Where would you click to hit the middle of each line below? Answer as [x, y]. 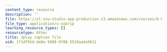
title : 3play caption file [33, 38]
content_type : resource [30, 10]
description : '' [22, 14]
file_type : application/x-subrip [40, 24]
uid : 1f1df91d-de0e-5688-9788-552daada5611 [51, 42]
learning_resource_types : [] [35, 28]
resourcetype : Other [27, 33]
